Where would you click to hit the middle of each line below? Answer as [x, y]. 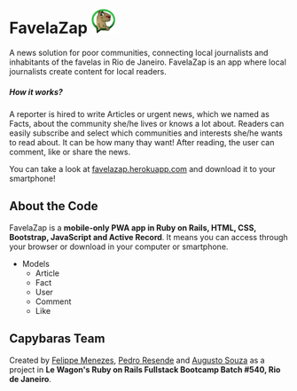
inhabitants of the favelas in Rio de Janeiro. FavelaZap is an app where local [148, 62]
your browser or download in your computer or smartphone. [119, 246]
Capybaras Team [57, 339]
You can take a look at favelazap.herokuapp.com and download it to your [143, 168]
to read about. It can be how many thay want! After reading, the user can [142, 142]
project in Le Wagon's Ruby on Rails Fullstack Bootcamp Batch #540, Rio [145, 369]
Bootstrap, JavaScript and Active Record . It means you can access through [148, 237]
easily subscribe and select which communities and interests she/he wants [146, 133]
